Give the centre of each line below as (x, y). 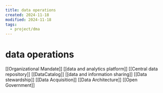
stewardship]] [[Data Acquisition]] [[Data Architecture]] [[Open (71, 80)
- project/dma (25, 29)
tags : (11, 24)
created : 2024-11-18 (27, 15)
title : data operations (31, 10)
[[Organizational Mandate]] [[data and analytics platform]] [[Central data (81, 69)
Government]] (20, 85)
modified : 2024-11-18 (28, 20)
